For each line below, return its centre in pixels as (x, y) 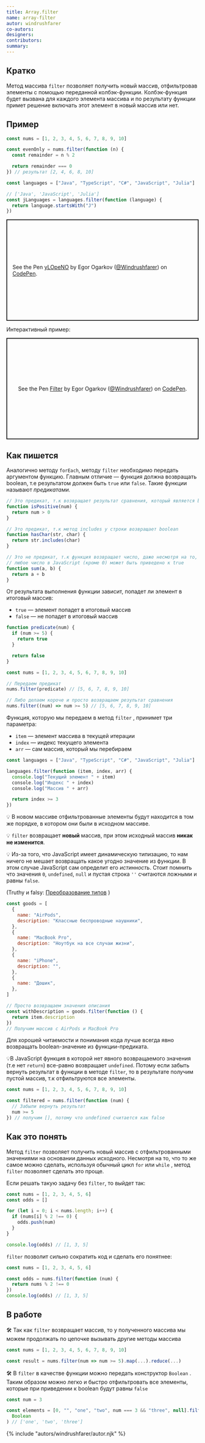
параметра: (21, 724)
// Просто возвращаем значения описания (59, 1006)
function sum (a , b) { (34, 569)
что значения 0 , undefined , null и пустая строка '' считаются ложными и (102, 874)
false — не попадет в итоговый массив (66, 616)
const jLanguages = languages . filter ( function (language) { (85, 199)
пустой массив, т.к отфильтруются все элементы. (71, 1078)
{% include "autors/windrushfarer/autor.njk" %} (66, 1434)
